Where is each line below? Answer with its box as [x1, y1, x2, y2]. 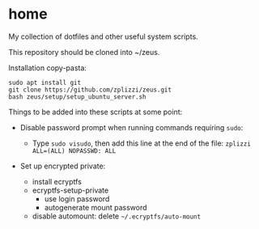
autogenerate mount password [44, 202, 147, 212]
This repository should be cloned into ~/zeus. [8, 47, 160, 57]
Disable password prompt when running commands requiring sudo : [19, 122, 244, 132]
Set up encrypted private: [19, 161, 106, 171]
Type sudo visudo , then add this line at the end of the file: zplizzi [32, 138, 251, 148]
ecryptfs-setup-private [32, 185, 109, 195]
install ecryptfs [32, 176, 83, 186]
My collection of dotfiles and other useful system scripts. [8, 32, 198, 41]
